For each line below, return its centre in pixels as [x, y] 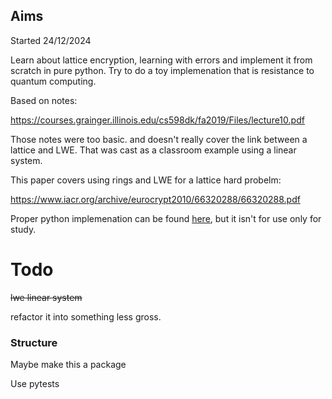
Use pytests [35, 384]
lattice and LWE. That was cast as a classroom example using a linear [153, 150]
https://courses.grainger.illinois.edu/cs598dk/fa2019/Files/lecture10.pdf [157, 120]
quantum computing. [53, 81]
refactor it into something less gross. [86, 316]
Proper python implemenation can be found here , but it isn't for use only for [166, 218]
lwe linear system [46, 297]
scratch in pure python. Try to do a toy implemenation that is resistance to [162, 70]
